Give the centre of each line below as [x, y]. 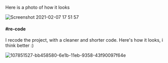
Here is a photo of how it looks [38, 7]
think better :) [20, 46]
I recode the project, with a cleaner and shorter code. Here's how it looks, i [84, 40]
